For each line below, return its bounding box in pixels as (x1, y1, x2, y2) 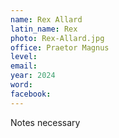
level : (10, 52, 38, 62)
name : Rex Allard (10, 14, 83, 25)
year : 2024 (10, 71, 56, 81)
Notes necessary (10, 116, 81, 128)
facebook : (10, 89, 52, 99)
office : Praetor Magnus (10, 42, 110, 53)
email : (10, 61, 38, 71)
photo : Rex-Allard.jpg (10, 33, 105, 43)
